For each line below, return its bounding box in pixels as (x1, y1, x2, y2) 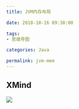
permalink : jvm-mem (6, 58, 55, 64)
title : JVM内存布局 (6, 8, 51, 15)
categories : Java (6, 47, 50, 53)
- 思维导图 (6, 36, 30, 42)
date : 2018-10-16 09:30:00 (6, 19, 74, 26)
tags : (6, 31, 20, 37)
